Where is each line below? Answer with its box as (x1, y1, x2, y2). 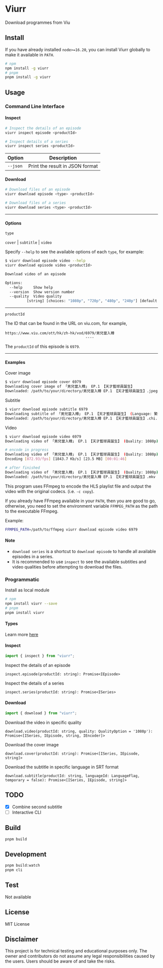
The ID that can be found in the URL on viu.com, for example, (5, 321, 128, 326)
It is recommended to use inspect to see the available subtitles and (12, 559, 147, 565)
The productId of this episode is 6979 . (5, 343, 80, 349)
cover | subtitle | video (5, 240, 52, 246)
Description (49, 154, 77, 161)
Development (5, 850, 47, 858)
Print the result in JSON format (28, 163, 98, 170)
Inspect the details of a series (5, 680, 65, 686)
